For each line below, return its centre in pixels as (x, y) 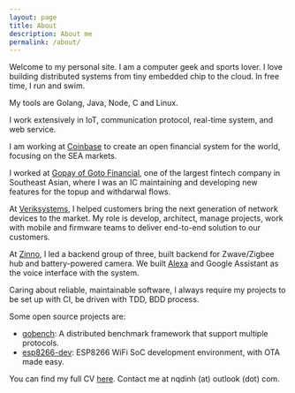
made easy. (43, 362)
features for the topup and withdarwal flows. (90, 192)
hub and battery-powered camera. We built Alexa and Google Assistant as (144, 264)
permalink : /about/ (45, 42)
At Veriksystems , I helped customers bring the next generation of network (144, 209)
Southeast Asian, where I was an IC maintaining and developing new (133, 183)
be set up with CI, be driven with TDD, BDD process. (104, 299)
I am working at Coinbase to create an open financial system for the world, (145, 147)
